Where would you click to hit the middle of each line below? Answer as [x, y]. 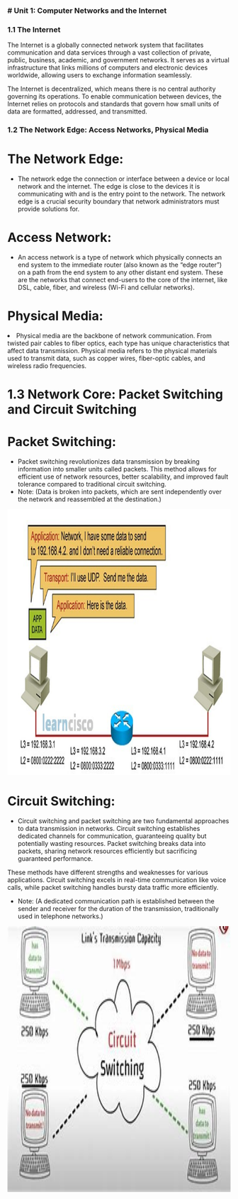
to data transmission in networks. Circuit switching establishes [109, 829]
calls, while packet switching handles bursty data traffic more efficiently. [113, 888]
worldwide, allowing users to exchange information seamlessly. [100, 75]
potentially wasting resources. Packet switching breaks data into [112, 844]
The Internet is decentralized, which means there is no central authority [112, 89]
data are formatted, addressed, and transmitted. [77, 111]
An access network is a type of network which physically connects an [119, 257]
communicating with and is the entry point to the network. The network [121, 194]
